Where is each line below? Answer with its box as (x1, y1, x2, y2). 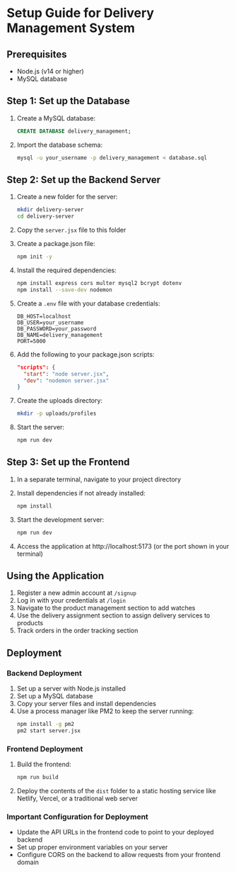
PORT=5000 (16, 337, 47, 345)
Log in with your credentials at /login (16, 596, 126, 605)
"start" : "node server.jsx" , (23, 370, 110, 377)
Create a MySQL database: (16, 113, 96, 122)
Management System (6, 20, 136, 36)
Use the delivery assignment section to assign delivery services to (16, 611, 211, 620)
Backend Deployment (6, 668, 82, 678)
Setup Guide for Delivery (6, 5, 155, 21)
